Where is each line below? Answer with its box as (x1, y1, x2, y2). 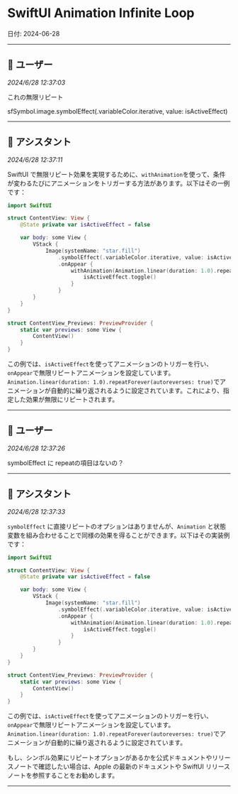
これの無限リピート (7, 92, 64, 101)
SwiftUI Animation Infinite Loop (7, 5, 195, 21)
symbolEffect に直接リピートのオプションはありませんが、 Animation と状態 (7, 522, 227, 531)
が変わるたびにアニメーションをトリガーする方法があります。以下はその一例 (7, 179, 230, 187)
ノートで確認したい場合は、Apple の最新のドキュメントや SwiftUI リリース (13, 762, 230, 771)
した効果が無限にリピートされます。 (13, 396, 119, 404)
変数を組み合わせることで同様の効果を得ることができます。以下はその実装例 (7, 531, 230, 539)
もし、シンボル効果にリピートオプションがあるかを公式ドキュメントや (7, 754, 212, 762)
